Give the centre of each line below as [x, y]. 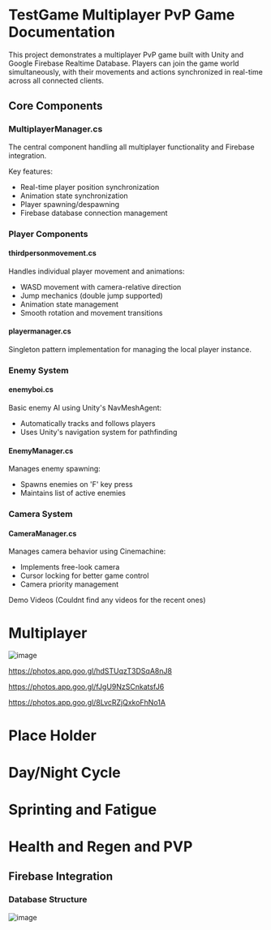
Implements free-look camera [70, 567]
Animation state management [69, 304]
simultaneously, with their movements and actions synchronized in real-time [136, 71]
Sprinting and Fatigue [82, 809]
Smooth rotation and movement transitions [91, 312]
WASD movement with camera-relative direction [101, 286]
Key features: [30, 171]
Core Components [56, 106]
